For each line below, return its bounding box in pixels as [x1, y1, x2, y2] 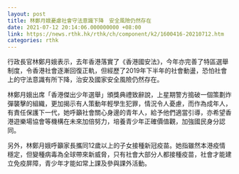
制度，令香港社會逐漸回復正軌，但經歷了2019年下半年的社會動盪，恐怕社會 [7, 66, 228, 75]
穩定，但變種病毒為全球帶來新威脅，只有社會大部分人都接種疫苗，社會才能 [7, 150, 225, 159]
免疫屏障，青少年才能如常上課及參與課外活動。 [13, 159, 151, 168]
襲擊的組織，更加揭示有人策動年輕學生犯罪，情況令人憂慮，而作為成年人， [13, 99, 232, 108]
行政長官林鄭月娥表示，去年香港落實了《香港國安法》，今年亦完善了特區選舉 [7, 58, 229, 66]
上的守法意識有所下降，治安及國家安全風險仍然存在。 [7, 76, 164, 84]
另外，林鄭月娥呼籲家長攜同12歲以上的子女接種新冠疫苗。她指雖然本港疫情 [7, 141, 226, 150]
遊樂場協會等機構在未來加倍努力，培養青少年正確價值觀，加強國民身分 [13, 117, 219, 126]
